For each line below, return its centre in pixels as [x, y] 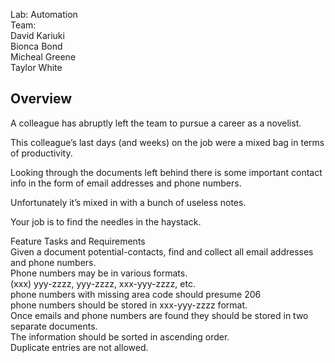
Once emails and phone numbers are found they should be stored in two [159, 315]
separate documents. [54, 326]
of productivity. [41, 153]
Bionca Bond [36, 46]
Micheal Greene [43, 57]
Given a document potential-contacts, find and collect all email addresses [162, 251]
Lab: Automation [44, 14]
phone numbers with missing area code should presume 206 [136, 294]
